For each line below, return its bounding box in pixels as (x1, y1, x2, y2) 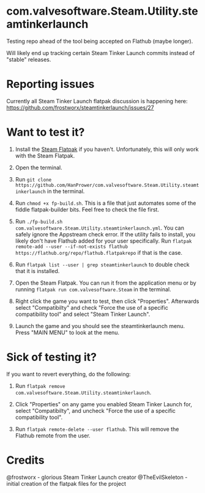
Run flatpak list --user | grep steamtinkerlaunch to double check (15, 261, 190, 268)
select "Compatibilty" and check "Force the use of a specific (15, 304, 168, 311)
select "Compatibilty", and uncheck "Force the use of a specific (15, 407, 176, 414)
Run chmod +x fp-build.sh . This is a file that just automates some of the (15, 199, 196, 206)
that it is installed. (15, 267, 60, 274)
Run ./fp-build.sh (15, 217, 63, 225)
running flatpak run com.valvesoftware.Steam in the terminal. (15, 285, 171, 293)
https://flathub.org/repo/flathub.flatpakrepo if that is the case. (15, 249, 182, 256)
